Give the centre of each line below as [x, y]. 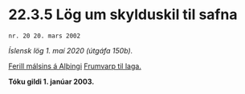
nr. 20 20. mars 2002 [45, 36]
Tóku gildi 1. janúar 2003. [51, 81]
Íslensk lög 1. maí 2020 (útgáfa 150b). [71, 50]
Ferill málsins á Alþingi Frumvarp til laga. [75, 66]
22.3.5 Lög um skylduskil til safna [123, 15]
